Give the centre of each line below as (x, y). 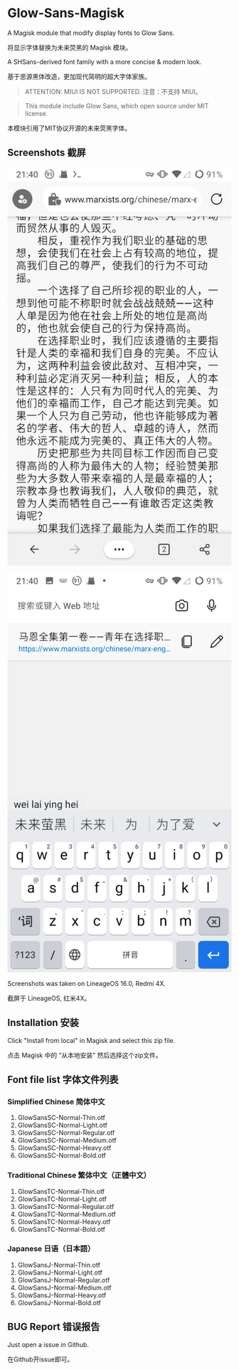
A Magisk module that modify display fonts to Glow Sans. (91, 33)
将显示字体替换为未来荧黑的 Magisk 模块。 (70, 47)
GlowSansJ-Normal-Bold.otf (59, 1302)
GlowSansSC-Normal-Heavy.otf (64, 1148)
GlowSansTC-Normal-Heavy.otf (64, 1221)
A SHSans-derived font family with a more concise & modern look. (105, 61)
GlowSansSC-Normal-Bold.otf (62, 1156)
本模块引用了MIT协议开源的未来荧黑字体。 (69, 128)
